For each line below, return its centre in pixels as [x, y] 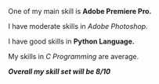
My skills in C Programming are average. [74, 56]
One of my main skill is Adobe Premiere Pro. [80, 11]
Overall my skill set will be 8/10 [60, 72]
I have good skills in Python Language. [71, 41]
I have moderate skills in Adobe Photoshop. [78, 26]
